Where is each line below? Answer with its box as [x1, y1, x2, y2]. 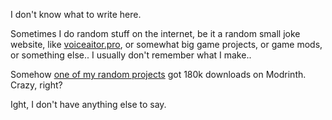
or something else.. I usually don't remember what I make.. [10, 49, 252, 61]
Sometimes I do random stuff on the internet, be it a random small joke [10, 28, 301, 39]
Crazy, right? [10, 79, 63, 91]
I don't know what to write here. [10, 9, 142, 20]
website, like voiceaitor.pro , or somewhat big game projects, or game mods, [10, 39, 323, 50]
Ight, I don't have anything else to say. [10, 99, 167, 110]
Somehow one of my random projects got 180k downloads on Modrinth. [10, 69, 307, 80]
